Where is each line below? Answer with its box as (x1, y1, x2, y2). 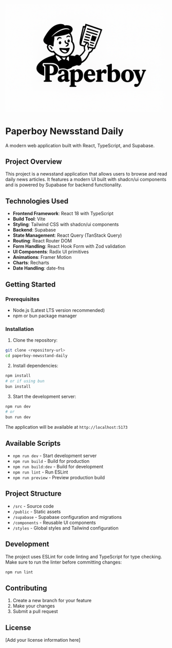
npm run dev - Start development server (12, 452, 97, 459)
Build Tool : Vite (12, 216, 46, 222)
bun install (5, 384, 31, 389)
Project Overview (5, 157, 62, 166)
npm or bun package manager (12, 312, 77, 319)
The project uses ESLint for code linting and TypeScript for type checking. (5, 553, 162, 559)
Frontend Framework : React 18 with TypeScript (12, 211, 114, 217)
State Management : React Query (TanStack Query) (12, 232, 122, 238)
